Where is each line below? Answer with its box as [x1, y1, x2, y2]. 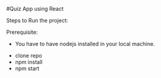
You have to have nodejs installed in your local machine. [15, 41, 156, 47]
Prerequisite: [6, 28, 38, 36]
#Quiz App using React [6, 5, 64, 12]
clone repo [15, 52, 42, 59]
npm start [15, 65, 39, 72]
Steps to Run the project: [6, 17, 68, 24]
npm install [15, 59, 43, 65]
